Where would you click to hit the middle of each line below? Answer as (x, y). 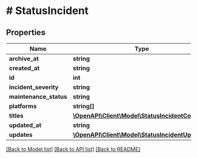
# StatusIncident (47, 11)
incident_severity (34, 87)
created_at (24, 68)
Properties (26, 32)
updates (21, 135)
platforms (23, 106)
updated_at (25, 125)
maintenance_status (38, 97)
